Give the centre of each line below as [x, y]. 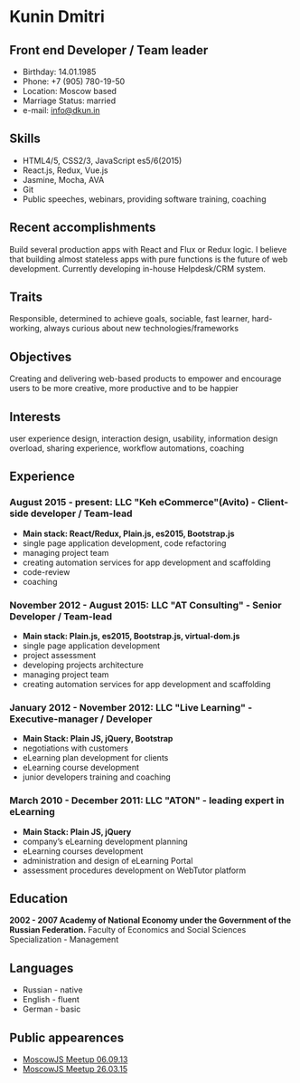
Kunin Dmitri [57, 17]
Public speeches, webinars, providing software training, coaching [144, 199]
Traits [26, 297]
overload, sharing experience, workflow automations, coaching [127, 448]
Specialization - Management [64, 940]
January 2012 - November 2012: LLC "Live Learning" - [131, 707]
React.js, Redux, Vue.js [65, 170]
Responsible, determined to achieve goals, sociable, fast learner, [130, 319]
